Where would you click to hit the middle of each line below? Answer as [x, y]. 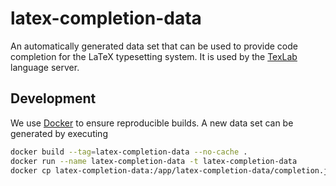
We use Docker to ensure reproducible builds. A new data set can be [152, 123]
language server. [45, 67]
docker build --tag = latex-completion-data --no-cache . [129, 152]
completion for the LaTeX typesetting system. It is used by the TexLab [154, 56]
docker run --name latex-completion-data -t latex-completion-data [154, 161]
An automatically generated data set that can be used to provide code [154, 46]
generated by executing [59, 133]
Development [53, 98]
